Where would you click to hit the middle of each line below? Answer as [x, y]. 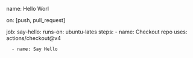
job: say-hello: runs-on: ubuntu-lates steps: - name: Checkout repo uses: [97, 32]
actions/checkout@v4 [34, 38]
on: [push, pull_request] [36, 20]
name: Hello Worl [28, 9]
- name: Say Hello [35, 49]
